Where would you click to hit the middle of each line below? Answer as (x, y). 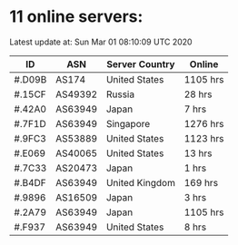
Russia (120, 94)
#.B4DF (30, 182)
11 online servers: (76, 17)
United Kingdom (140, 182)
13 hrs (198, 153)
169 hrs (201, 182)
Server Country (140, 64)
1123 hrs (204, 138)
